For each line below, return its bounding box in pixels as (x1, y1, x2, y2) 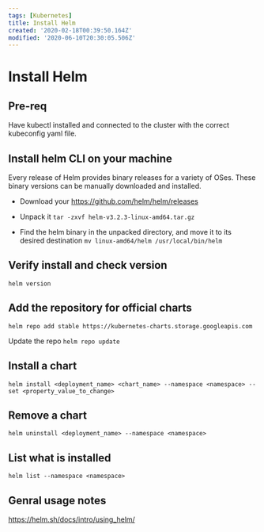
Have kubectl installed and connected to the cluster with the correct (8, 121, 230, 130)
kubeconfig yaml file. (8, 128, 77, 139)
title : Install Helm (8, 19, 77, 27)
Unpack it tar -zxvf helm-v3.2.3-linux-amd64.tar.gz (19, 212, 195, 222)
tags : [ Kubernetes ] (8, 11, 73, 20)
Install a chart (8, 359, 77, 373)
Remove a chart (8, 408, 87, 422)
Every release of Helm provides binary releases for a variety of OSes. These (8, 173, 256, 182)
